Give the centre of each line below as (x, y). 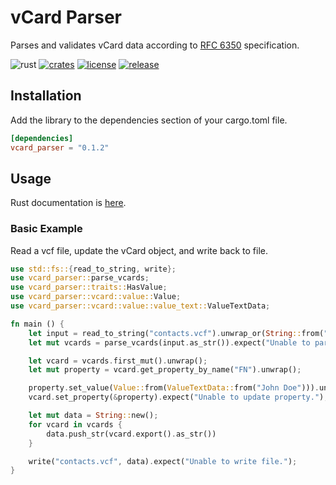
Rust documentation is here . (68, 203)
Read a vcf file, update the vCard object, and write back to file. (139, 250)
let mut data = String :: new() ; (93, 416)
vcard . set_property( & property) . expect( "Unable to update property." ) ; (178, 397)
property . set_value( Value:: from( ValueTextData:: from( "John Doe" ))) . (174, 388)
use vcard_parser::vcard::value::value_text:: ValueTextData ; (140, 306)
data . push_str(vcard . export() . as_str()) (131, 434)
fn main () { (37, 324)
